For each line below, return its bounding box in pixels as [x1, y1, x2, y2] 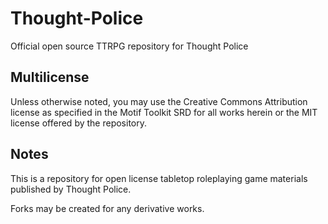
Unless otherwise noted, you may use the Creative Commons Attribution [10, 95, 308, 107]
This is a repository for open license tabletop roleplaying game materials [10, 172, 308, 184]
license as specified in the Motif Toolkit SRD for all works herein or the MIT [10, 106, 318, 118]
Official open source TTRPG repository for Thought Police [10, 40, 249, 52]
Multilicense [10, 69, 90, 86]
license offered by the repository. [10, 117, 147, 129]
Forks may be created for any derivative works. [10, 202, 205, 214]
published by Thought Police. [10, 183, 132, 195]
